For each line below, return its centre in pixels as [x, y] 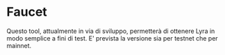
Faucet [27, 12]
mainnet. [19, 45]
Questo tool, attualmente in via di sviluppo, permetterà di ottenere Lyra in [111, 31]
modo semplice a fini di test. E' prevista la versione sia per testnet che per [112, 38]
